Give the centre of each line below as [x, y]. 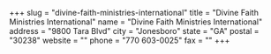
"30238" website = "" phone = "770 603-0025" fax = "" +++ [120, 40]
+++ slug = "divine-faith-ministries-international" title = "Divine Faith [134, 13]
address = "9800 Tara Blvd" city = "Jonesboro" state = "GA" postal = [134, 31]
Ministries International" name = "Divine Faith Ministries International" [136, 22]
